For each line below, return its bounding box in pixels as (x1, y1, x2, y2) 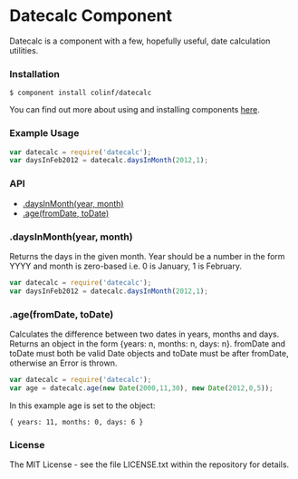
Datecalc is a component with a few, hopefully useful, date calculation (9, 35, 271, 46)
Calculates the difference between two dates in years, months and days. (9, 328, 280, 339)
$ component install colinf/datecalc (9, 88, 152, 98)
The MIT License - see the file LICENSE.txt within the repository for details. (9, 459, 290, 470)
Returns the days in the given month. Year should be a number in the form (9, 250, 285, 261)
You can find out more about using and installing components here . (9, 104, 261, 115)
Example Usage (9, 127, 80, 140)
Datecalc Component (9, 5, 172, 26)
